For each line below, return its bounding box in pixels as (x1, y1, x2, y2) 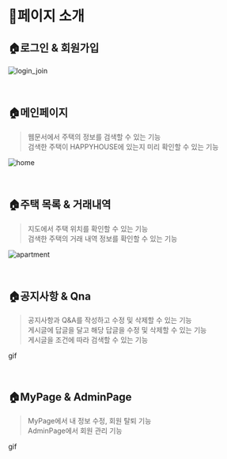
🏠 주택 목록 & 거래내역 (8, 198, 112, 212)
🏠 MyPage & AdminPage (8, 390, 132, 404)
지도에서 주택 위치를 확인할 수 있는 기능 (27, 224, 149, 233)
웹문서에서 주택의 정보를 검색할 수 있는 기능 (27, 132, 161, 141)
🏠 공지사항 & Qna (8, 290, 91, 303)
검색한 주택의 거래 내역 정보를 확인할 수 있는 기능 (27, 234, 178, 243)
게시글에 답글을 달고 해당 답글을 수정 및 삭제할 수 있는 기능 (27, 325, 207, 335)
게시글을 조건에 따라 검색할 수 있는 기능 (27, 335, 149, 344)
